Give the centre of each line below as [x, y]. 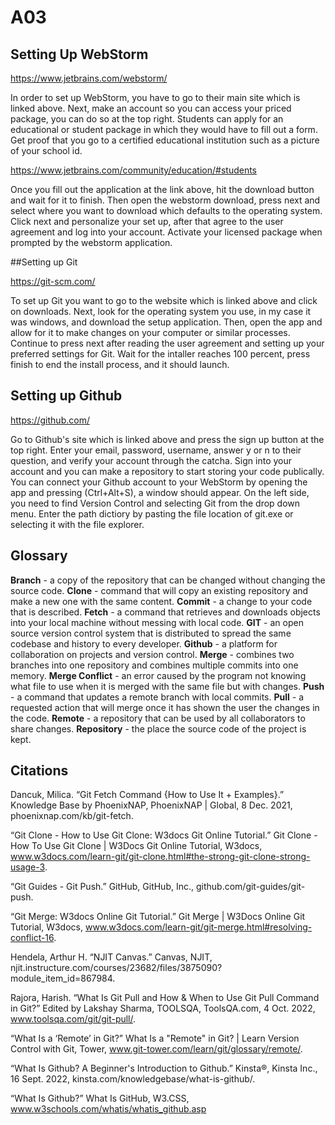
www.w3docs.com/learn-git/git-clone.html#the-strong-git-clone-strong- [160, 857]
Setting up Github [66, 396]
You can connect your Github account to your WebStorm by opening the [159, 482]
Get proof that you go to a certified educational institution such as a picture [165, 140]
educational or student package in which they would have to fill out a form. [164, 129]
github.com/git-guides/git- [250, 887]
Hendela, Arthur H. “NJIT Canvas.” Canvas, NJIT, [111, 957]
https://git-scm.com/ [53, 281]
